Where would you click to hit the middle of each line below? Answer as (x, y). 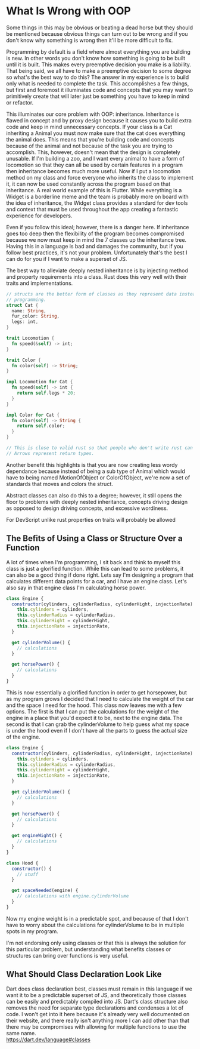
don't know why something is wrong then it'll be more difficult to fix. (90, 40)
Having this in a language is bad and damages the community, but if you (95, 246)
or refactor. (20, 102)
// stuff (28, 874)
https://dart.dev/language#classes (49, 1039)
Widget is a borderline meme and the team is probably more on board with (97, 196)
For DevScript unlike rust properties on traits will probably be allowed (91, 519)
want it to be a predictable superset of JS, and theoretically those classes (96, 995)
